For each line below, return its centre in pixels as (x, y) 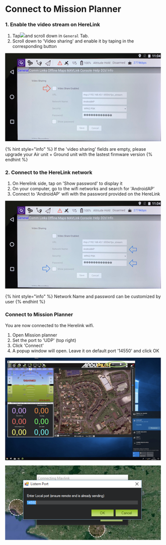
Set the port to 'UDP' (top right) (44, 340)
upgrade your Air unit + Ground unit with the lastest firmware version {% (79, 155)
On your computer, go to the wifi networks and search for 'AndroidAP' (83, 188)
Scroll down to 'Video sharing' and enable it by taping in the (73, 41)
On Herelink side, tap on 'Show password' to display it (67, 183)
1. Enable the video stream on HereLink (53, 25)
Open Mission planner (35, 335)
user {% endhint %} (25, 302)
